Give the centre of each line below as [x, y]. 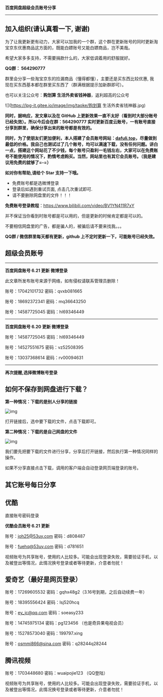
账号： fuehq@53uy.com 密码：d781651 [44, 546]
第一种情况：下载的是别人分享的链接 [41, 402]
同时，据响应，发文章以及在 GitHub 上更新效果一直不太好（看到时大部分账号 [81, 116]
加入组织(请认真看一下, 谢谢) [48, 29]
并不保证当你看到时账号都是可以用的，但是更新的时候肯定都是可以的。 [75, 216]
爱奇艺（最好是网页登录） [43, 580]
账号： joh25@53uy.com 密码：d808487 [45, 536]
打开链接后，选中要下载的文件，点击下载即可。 [52, 422]
